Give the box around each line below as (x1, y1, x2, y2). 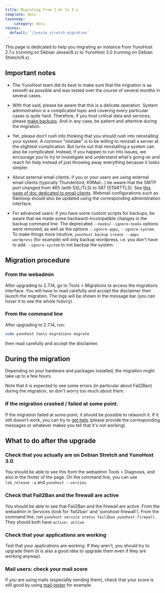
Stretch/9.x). (5, 55, 31, 60)
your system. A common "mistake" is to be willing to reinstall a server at (12, 138, 159, 144)
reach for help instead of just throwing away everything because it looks (12, 159, 160, 165)
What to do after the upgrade (5, 437, 96, 445)
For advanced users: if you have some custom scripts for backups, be (12, 210, 155, 216)
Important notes (5, 69, 56, 77)
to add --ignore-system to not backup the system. (12, 242, 115, 248)
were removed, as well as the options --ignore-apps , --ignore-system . (12, 226, 156, 232)
